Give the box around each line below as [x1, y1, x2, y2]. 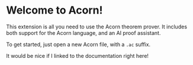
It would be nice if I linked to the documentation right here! [6, 52, 149, 59]
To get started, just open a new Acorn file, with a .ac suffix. [6, 41, 151, 48]
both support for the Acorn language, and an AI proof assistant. [6, 29, 161, 36]
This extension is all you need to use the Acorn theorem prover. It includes [6, 23, 188, 30]
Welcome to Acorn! [6, 4, 103, 17]
